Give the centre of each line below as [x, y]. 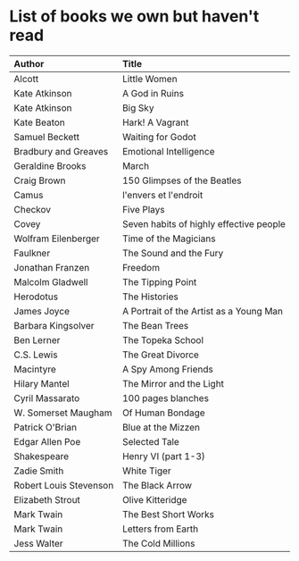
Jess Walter [39, 543]
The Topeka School [162, 339]
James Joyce [42, 311]
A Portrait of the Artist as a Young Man [203, 311]
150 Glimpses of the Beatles [182, 180]
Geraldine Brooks [50, 165]
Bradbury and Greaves [61, 151]
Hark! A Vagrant [155, 122]
